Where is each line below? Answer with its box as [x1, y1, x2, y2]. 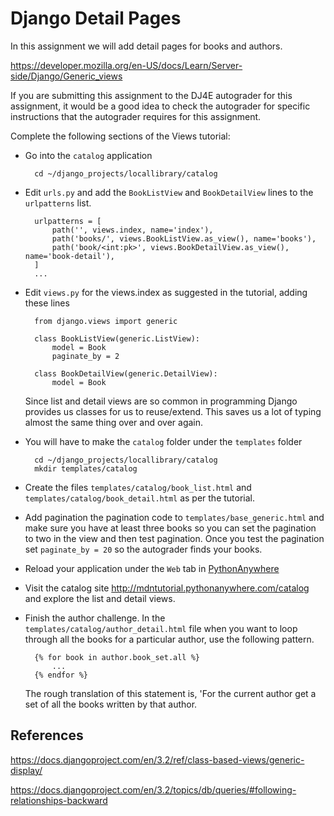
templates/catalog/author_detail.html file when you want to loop [24, 622, 298, 634]
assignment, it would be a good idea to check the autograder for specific [10, 100, 311, 112]
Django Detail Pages [10, 7, 182, 30]
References [10, 727, 84, 744]
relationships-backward [10, 794, 108, 806]
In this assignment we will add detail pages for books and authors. [10, 40, 283, 52]
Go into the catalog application [24, 149, 153, 161]
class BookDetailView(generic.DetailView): [34, 368, 218, 379]
